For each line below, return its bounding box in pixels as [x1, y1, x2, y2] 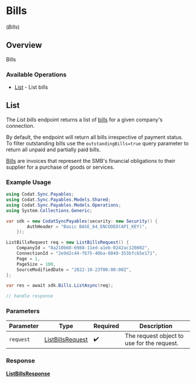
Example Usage [6, 178, 51, 186]
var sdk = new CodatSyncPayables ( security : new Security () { [6, 218, 158, 224]
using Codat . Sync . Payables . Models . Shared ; [6, 197, 111, 203]
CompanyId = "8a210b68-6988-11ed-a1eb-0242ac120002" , [16, 245, 150, 251]
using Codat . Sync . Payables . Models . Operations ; [6, 202, 121, 208]
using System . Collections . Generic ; [6, 207, 93, 214]
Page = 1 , [16, 256, 41, 262]
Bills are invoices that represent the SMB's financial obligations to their [6, 157, 176, 164]
